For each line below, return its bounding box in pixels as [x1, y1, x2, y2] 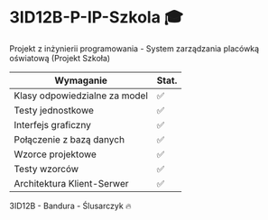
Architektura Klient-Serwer [14, 177, 129, 189]
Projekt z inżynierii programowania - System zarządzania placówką [9, 42, 260, 54]
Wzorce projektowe [14, 148, 97, 160]
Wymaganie [53, 74, 108, 87]
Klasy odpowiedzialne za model [14, 89, 149, 102]
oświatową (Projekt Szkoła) [9, 52, 111, 63]
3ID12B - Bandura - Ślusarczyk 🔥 [9, 200, 133, 211]
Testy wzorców [14, 162, 79, 175]
